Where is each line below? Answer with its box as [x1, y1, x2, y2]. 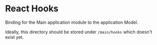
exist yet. [5, 34, 24, 40]
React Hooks [5, 3, 58, 14]
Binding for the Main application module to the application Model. [5, 19, 139, 25]
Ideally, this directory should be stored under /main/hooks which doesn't [5, 29, 153, 35]
